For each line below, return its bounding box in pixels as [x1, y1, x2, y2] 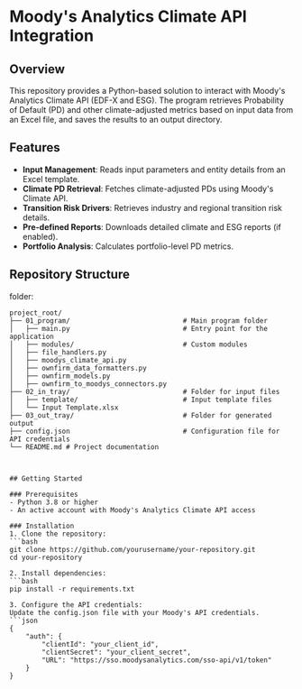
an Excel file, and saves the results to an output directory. [9, 115, 223, 124]
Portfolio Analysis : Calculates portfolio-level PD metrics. [22, 241, 234, 252]
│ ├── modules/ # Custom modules [9, 340, 248, 349]
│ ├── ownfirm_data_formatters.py [9, 363, 147, 372]
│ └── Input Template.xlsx [9, 403, 119, 412]
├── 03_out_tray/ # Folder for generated [9, 410, 272, 420]
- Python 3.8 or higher [9, 498, 99, 507]
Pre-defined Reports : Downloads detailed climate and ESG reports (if [22, 221, 281, 232]
